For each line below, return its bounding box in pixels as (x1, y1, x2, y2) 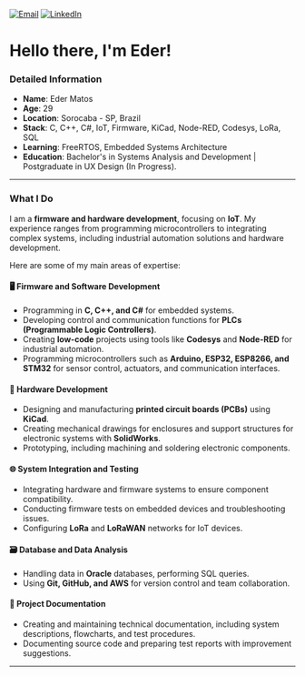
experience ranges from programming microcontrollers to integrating (9, 223, 268, 234)
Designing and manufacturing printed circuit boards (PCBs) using (22, 404, 271, 415)
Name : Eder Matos (22, 94, 93, 105)
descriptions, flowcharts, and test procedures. (22, 628, 196, 639)
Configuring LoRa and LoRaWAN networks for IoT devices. (22, 523, 243, 534)
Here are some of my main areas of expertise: (9, 259, 182, 270)
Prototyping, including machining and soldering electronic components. (22, 442, 290, 454)
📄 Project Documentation (9, 599, 106, 610)
